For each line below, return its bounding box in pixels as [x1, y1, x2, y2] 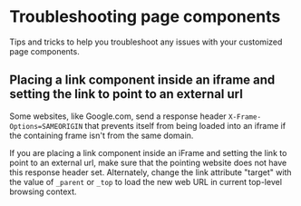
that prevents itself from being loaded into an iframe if [84, 120, 286, 131]
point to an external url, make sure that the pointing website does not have [9, 157, 287, 168]
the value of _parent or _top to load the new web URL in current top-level [9, 176, 283, 187]
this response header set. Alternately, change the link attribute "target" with [9, 166, 292, 178]
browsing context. [9, 186, 77, 197]
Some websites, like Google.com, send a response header [9, 111, 227, 122]
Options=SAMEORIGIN [9, 122, 83, 131]
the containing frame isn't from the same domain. [9, 130, 194, 141]
